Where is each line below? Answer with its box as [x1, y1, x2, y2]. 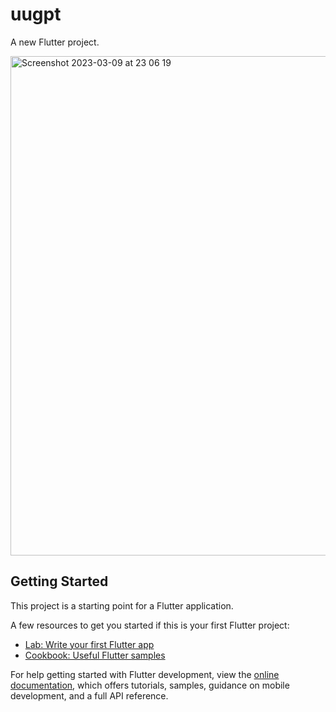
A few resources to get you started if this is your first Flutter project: [10, 619, 290, 631]
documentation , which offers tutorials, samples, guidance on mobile [10, 679, 290, 691]
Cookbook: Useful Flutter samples [24, 649, 166, 661]
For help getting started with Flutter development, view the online [10, 668, 280, 680]
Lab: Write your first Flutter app [24, 638, 155, 650]
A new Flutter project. [10, 36, 100, 48]
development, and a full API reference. [10, 689, 169, 702]
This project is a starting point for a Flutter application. [10, 599, 234, 612]
